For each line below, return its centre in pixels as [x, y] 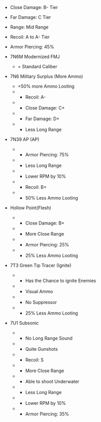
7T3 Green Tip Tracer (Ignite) [41, 265]
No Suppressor [41, 302]
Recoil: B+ [36, 187]
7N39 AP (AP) [25, 139]
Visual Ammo [39, 291]
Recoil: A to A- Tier [30, 37]
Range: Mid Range [29, 27]
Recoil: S [35, 360]
